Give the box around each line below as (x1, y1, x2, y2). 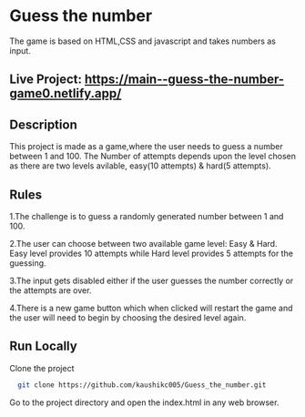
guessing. (9, 257, 47, 269)
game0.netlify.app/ (9, 86, 122, 101)
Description (9, 117, 77, 132)
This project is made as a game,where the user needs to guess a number (9, 141, 284, 152)
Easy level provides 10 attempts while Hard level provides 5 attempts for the (9, 248, 294, 259)
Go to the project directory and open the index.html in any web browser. (9, 397, 280, 408)
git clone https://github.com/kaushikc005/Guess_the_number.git (17, 380, 267, 390)
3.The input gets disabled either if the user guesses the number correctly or (9, 275, 294, 286)
